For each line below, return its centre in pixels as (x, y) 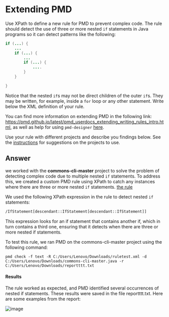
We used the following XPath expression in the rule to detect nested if (79, 196)
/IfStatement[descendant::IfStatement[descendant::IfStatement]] (76, 211)
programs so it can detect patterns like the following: (61, 34)
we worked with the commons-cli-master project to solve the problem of (82, 170)
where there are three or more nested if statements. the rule (69, 187)
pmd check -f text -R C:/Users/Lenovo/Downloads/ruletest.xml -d (76, 256)
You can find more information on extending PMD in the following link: (79, 116)
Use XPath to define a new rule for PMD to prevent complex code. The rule (84, 23)
